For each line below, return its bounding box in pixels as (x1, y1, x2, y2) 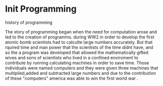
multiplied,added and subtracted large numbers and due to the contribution (5, 70, 156, 76)
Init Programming (5, 3, 77, 15)
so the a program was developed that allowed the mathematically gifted (5, 50, 148, 55)
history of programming (5, 19, 53, 25)
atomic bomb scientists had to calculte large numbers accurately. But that (5, 39, 153, 45)
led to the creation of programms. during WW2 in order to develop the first (5, 34, 155, 40)
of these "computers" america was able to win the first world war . (5, 75, 139, 81)
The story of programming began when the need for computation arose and (5, 29, 157, 34)
